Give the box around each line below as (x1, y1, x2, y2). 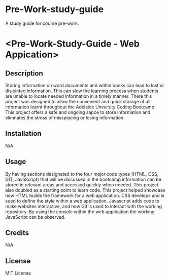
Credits (5, 228, 29, 237)
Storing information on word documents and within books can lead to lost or (5, 82, 164, 88)
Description (5, 69, 43, 77)
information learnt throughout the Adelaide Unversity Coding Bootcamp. (5, 104, 156, 110)
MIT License (5, 270, 31, 276)
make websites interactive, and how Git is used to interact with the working (5, 203, 162, 209)
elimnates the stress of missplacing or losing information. (5, 114, 125, 121)
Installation (5, 129, 42, 138)
